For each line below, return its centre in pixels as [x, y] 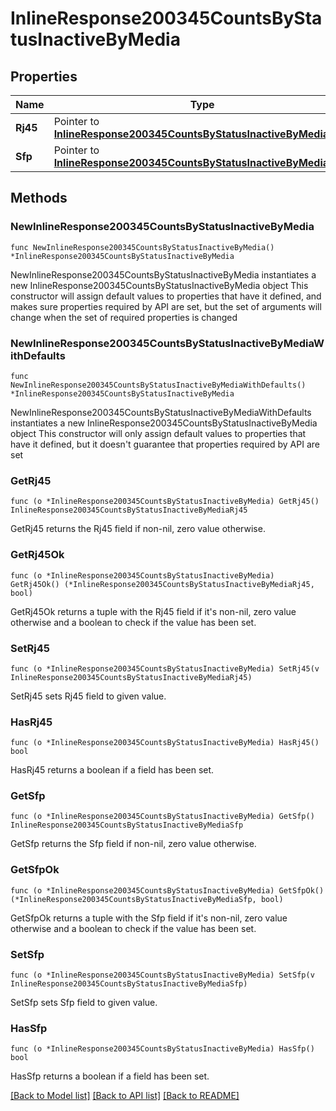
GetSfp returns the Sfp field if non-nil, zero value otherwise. [133, 844]
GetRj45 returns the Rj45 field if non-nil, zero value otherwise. [138, 529]
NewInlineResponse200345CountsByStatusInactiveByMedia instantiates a [163, 274]
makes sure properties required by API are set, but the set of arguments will [166, 306]
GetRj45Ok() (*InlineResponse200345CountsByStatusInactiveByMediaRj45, [162, 584]
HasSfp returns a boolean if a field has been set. [110, 1076]
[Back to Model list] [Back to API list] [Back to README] [125, 1096]
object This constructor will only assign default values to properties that [158, 433]
